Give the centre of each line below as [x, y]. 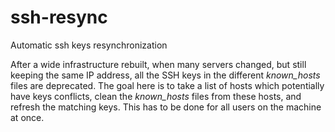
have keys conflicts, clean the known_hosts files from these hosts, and [156, 96]
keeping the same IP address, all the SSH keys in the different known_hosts [165, 75]
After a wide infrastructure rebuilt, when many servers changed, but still [158, 64]
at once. [27, 117]
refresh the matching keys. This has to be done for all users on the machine [166, 107]
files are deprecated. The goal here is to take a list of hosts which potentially [167, 85]
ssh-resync [59, 17]
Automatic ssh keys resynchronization [89, 45]
